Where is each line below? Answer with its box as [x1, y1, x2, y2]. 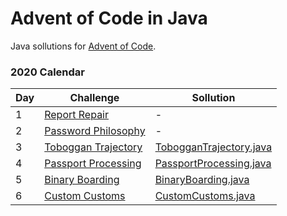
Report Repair [44, 108, 110, 122]
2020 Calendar [10, 65, 85, 79]
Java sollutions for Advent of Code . [10, 40, 157, 52]
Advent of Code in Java [10, 7, 208, 30]
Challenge [69, 91, 120, 105]
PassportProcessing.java [154, 157, 272, 171]
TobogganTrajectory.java [154, 140, 273, 154]
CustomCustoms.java [154, 189, 256, 203]
